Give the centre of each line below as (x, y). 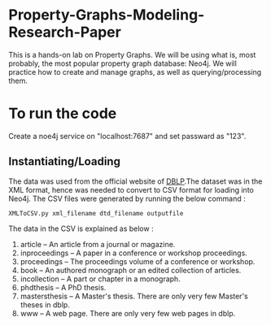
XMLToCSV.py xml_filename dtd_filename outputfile (96, 213)
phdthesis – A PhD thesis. (63, 287)
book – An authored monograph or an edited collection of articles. (131, 270)
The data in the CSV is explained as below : (81, 228)
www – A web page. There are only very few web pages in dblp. (128, 313)
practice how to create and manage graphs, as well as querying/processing (135, 72)
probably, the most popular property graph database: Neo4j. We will (123, 63)
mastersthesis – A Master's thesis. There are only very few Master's (134, 296)
